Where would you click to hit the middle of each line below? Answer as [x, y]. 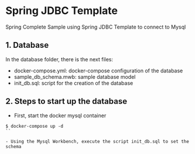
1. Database [27, 45]
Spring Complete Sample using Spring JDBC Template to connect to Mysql [96, 27]
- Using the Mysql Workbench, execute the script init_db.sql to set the [97, 141]
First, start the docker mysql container [60, 116]
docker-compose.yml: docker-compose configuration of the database [98, 71]
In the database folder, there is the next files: [59, 59]
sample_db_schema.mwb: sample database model [75, 76]
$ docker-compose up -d [35, 126]
